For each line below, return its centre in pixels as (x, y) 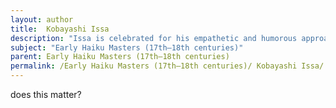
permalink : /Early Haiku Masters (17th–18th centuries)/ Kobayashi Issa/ (167, 66)
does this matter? (46, 94)
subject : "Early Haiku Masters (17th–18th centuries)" (127, 47)
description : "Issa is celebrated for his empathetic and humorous (154, 38)
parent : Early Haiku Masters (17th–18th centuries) (120, 57)
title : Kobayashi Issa (60, 29)
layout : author (42, 19)
